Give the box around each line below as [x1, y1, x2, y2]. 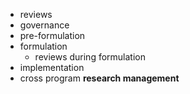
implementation [19, 62, 85, 73]
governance [19, 19, 70, 31]
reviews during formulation [34, 51, 147, 63]
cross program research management [19, 72, 180, 84]
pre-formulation [19, 30, 86, 41]
